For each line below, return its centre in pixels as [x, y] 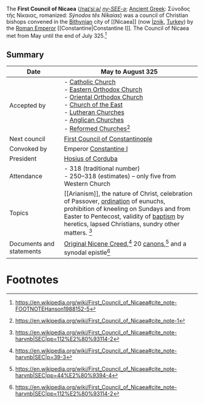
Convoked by [28, 148]
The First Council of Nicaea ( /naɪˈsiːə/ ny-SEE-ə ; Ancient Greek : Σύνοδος [98, 9]
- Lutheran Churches [94, 112]
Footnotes [32, 280]
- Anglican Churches [94, 120]
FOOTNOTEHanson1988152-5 [52, 309]
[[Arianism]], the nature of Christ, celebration [128, 193]
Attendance [26, 176]
